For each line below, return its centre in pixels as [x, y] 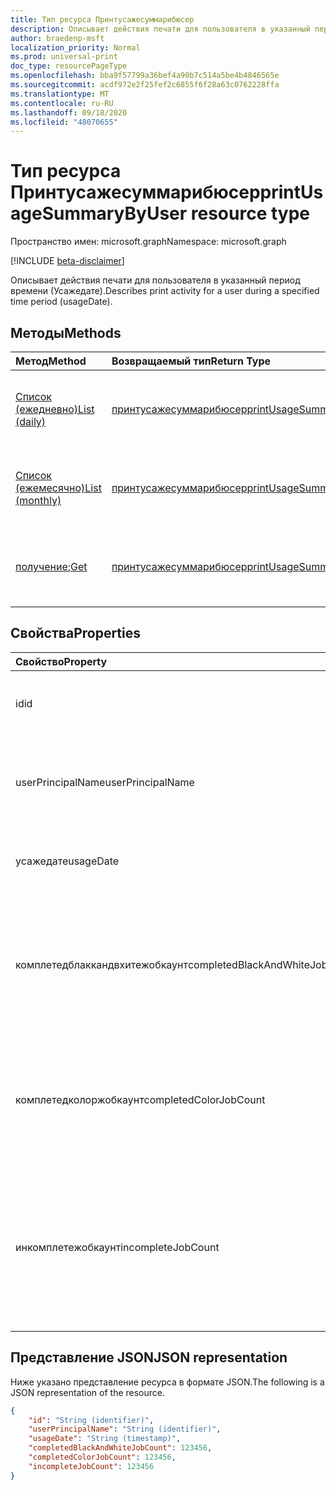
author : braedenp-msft [57, 38]
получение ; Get [51, 566]
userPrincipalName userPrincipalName [105, 782]
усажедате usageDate [67, 861]
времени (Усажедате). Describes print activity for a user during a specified [165, 291]
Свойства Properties [76, 633]
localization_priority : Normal [75, 47]
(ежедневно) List [55, 409]
